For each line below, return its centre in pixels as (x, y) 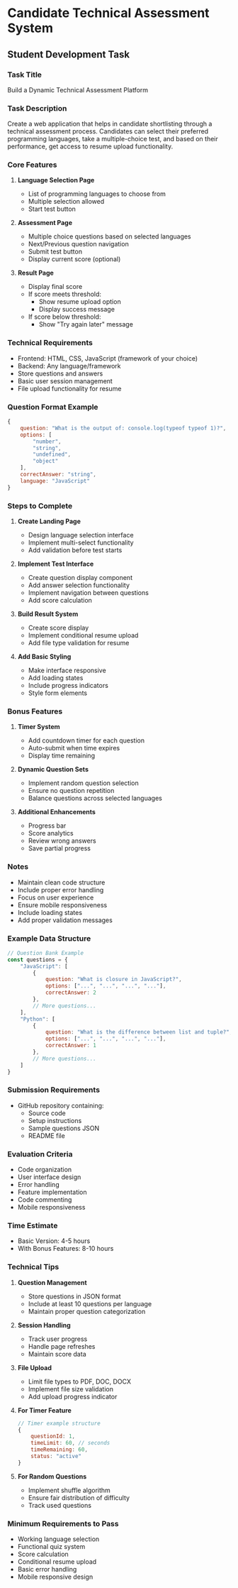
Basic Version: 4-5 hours (54, 1241)
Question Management (52, 1282)
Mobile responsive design (55, 1577)
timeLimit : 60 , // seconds (70, 1443)
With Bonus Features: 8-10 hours (66, 1249)
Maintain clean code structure (61, 882)
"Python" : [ (38, 1019)
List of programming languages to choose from (97, 194)
